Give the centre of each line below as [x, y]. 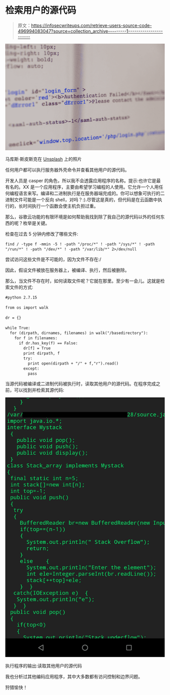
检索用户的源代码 [41, 10]
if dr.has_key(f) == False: [48, 343]
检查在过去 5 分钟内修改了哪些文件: [42, 234]
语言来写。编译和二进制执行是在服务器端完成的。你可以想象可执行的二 [92, 193]
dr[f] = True [37, 348]
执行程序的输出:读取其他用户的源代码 [44, 666]
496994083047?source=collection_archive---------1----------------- [90, 31]
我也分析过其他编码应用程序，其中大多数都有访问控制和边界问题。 [74, 676]
